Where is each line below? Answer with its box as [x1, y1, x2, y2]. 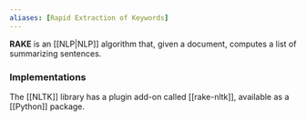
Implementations [9, 70, 87, 83]
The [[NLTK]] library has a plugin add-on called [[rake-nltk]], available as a [9, 91, 290, 102]
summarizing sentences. [9, 47, 102, 59]
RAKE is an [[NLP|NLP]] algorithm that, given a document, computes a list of [9, 38, 297, 49]
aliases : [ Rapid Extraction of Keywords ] [9, 13, 169, 23]
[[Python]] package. [9, 101, 85, 112]
